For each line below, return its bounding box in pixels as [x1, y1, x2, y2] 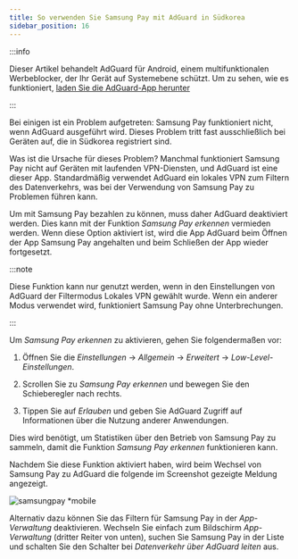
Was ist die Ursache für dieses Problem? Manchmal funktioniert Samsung [9, 153, 280, 163]
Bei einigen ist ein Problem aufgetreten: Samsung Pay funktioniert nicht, [9, 117, 274, 128]
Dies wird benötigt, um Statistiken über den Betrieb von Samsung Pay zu [9, 432, 277, 443]
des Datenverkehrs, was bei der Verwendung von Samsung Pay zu [9, 181, 254, 192]
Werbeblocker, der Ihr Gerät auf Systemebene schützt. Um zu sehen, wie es [9, 72, 289, 83]
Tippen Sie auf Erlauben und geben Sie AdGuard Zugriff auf [21, 405, 243, 416]
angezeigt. [9, 478, 48, 488]
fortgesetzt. [9, 246, 53, 257]
